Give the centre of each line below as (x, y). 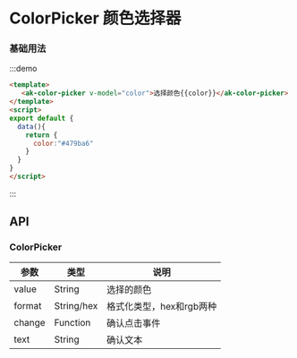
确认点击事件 (133, 323)
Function (72, 322)
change (30, 322)
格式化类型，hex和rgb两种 (161, 306)
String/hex (76, 305)
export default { (42, 118)
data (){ (32, 126)
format (28, 305)
